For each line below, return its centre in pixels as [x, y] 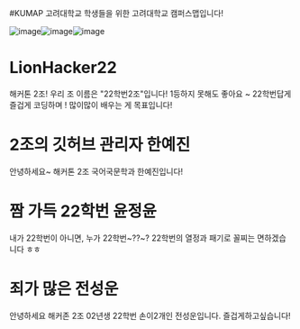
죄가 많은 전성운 [64, 289]
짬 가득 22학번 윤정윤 [83, 211]
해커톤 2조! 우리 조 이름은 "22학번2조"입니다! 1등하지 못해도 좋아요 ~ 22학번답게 [150, 94]
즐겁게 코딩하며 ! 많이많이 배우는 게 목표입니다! [91, 105]
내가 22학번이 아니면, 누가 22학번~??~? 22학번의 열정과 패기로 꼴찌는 [132, 238]
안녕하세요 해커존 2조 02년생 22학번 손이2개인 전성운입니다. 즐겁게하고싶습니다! [150, 315]
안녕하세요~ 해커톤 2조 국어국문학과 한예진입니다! [96, 171]
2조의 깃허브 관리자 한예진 [100, 145]
